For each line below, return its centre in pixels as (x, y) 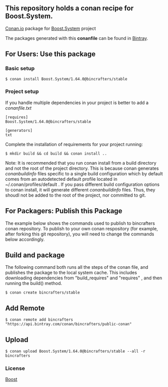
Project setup (22, 91)
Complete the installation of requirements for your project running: (74, 144)
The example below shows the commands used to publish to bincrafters (80, 223)
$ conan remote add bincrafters (39, 320)
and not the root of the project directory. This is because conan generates (82, 168)
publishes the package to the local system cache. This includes (71, 273)
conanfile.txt (18, 108)
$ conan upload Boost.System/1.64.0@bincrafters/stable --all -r (75, 351)
